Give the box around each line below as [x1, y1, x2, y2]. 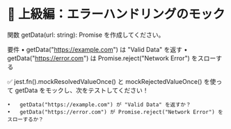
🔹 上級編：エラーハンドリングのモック [7, 6, 225, 22]
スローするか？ [7, 116, 44, 123]
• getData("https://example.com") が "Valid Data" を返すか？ [7, 101, 191, 108]
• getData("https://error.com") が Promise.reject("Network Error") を [7, 108, 224, 115]
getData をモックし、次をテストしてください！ [15, 86, 149, 94]
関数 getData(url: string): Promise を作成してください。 [7, 31, 165, 39]
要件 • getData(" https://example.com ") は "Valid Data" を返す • [7, 45, 188, 53]
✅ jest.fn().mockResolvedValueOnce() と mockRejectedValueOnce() [7, 77, 202, 85]
